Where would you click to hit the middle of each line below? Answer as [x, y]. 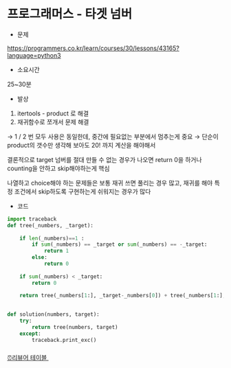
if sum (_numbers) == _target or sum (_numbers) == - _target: [120, 244]
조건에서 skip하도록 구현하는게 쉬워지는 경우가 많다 [82, 191]
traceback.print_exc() [64, 340]
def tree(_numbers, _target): [51, 225]
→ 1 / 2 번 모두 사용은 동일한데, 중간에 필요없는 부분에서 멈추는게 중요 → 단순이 [113, 136]
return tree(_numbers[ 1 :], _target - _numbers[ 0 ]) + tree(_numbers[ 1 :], [123, 296]
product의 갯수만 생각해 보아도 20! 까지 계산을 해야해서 [81, 145]
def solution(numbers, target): [53, 314]
